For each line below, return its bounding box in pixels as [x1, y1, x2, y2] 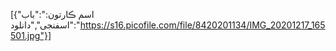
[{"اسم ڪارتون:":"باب [10, 9, 95, 20]
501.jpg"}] [10, 30, 52, 41]
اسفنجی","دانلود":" [10, 19, 81, 31]
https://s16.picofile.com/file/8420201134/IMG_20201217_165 [79, 19, 326, 31]
